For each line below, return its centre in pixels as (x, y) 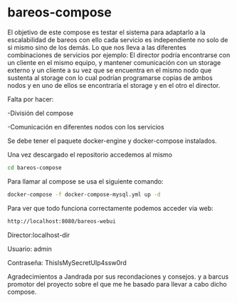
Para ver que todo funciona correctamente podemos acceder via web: (110, 208)
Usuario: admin (30, 249)
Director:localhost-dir (39, 235)
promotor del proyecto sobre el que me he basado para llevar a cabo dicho (117, 284)
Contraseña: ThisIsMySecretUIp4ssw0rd (67, 262)
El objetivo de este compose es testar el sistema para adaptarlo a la (106, 32)
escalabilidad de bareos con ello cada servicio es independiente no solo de (118, 39)
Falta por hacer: (31, 99)
